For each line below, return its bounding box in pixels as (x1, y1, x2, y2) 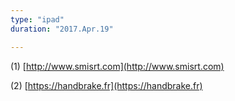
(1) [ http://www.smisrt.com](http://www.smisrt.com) (10, 60, 225, 72)
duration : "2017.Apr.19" (10, 24, 114, 34)
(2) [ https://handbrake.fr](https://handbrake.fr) (10, 79, 203, 91)
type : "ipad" (10, 14, 65, 25)
